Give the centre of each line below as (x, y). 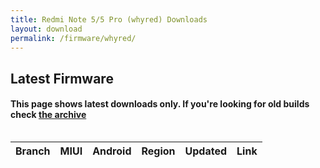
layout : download (46, 29)
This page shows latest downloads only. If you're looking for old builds (160, 104)
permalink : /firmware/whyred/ (73, 38)
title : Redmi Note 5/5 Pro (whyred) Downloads (109, 19)
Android (112, 151)
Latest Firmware (62, 78)
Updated (206, 151)
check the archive (48, 115)
